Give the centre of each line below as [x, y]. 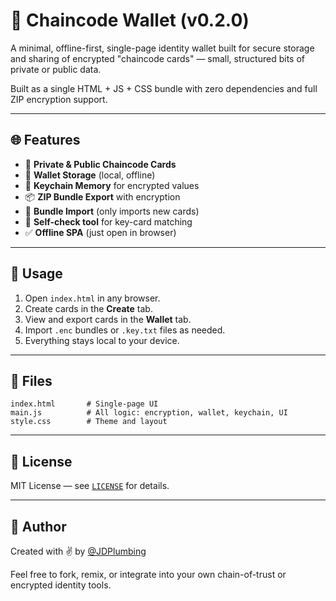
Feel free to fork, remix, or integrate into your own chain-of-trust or [148, 574]
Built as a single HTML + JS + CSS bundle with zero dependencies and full [164, 88]
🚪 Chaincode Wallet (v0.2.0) [130, 20]
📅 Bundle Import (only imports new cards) [112, 211]
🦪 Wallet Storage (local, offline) [90, 175]
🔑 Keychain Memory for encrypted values [112, 185]
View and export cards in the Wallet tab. [108, 319]
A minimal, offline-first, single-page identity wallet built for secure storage [162, 48]
